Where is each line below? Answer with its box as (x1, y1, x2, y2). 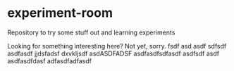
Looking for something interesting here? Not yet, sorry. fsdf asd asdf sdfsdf (7, 41, 227, 50)
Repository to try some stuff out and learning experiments (7, 28, 175, 37)
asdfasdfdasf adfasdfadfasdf (7, 56, 92, 65)
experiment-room (7, 5, 113, 21)
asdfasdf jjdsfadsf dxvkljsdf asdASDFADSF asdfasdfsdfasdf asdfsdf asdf (7, 49, 220, 58)
